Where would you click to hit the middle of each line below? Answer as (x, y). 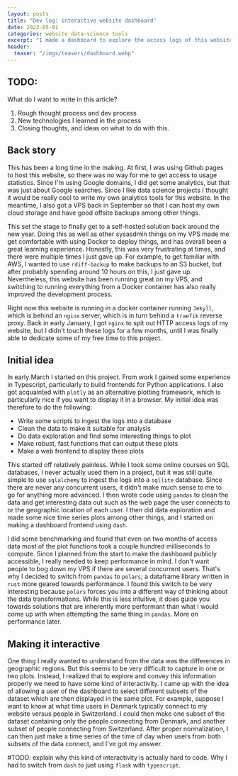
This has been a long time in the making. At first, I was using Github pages (115, 167)
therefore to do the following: (50, 407)
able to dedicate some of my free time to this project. (85, 338)
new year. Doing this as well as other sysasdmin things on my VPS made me (119, 234)
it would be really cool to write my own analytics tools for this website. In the (119, 197)
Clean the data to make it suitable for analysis (84, 429)
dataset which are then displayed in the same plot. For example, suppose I (116, 699)
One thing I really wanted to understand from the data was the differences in (119, 661)
